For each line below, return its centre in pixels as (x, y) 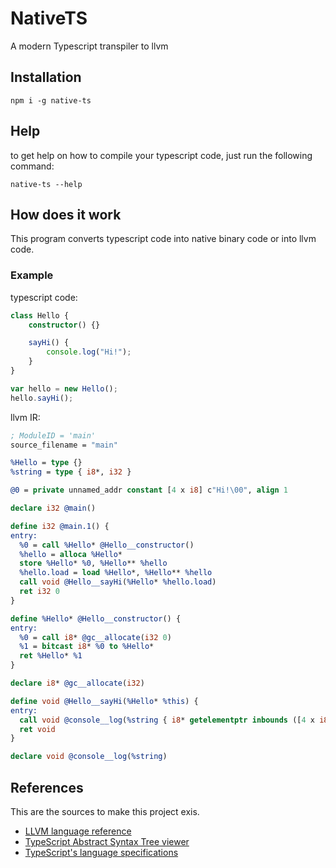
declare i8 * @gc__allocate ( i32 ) (77, 683)
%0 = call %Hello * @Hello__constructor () (107, 545)
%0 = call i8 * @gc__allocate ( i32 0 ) (95, 637)
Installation (46, 77)
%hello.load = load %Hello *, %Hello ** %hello (116, 573)
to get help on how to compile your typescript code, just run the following (161, 155)
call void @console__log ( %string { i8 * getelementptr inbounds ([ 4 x (167, 720)
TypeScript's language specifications (101, 852)
